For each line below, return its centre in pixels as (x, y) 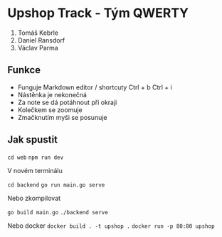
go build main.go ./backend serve (58, 212)
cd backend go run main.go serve (56, 185)
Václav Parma (38, 48)
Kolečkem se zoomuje (50, 110)
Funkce (24, 70)
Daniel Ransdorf (41, 40)
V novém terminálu (35, 170)
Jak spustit (33, 140)
